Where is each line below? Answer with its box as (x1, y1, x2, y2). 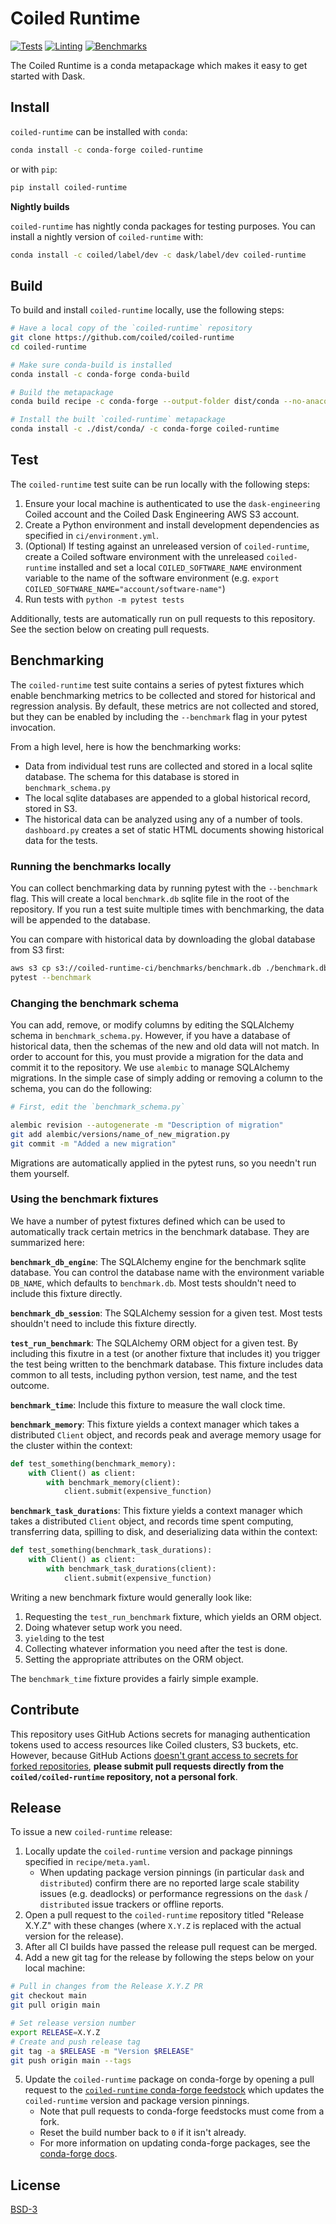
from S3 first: (10, 943, 65, 956)
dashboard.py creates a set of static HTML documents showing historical (24, 823, 325, 836)
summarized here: (10, 1236, 85, 1248)
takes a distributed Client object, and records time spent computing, (10, 1515, 294, 1527)
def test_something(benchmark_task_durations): (10, 1545, 213, 1556)
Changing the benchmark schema (10, 996, 179, 1010)
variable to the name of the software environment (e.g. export (24, 572, 280, 584)
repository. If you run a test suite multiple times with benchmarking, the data (10, 903, 325, 915)
